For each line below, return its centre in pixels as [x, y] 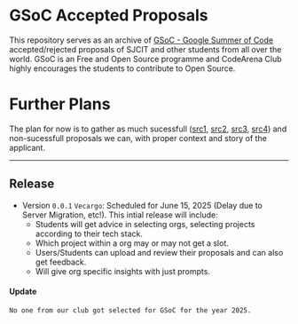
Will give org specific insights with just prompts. [123, 271]
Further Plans [60, 104]
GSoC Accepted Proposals [109, 16]
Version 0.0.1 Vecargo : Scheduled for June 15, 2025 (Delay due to [142, 205]
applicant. [27, 147]
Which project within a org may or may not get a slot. [132, 243]
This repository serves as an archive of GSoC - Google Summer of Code [141, 40]
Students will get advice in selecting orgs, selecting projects [145, 224]
